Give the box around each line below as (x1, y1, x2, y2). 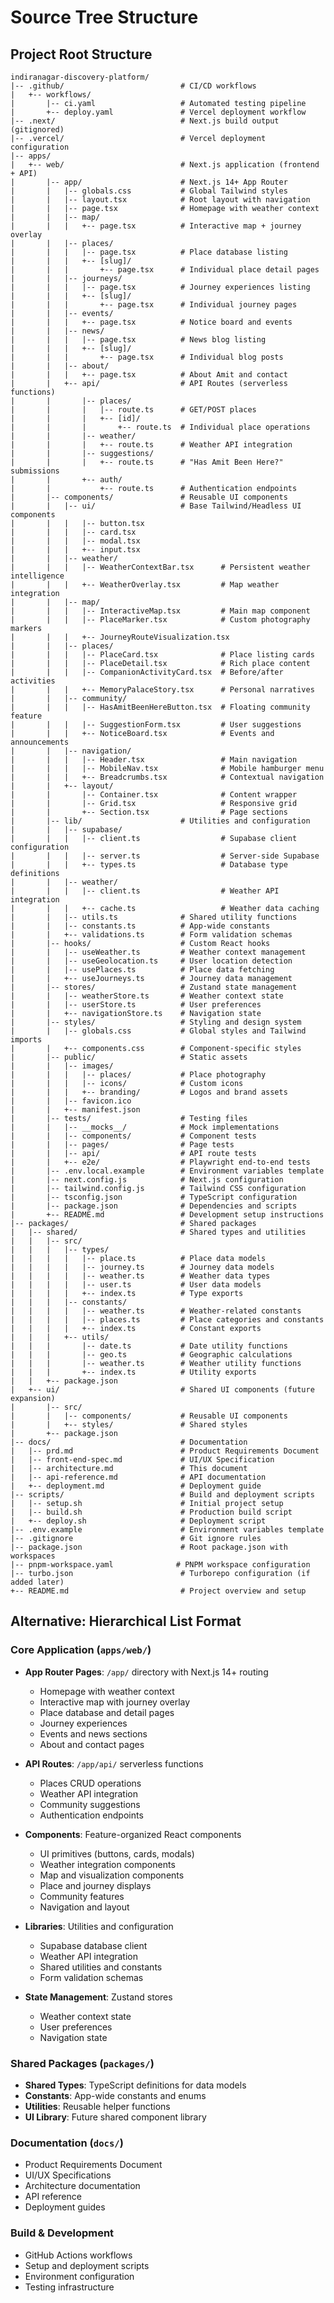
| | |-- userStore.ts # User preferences (10, 1000, 262, 1010)
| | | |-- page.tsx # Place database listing (10, 247, 288, 257)
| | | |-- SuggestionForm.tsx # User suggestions (10, 720, 302, 730)
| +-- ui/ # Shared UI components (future (10, 1385, 315, 1395)
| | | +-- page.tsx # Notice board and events (10, 317, 293, 327)
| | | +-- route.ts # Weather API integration (10, 440, 293, 450)
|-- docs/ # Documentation (10, 1437, 248, 1447)
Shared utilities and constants (39, 1961, 163, 1973)
